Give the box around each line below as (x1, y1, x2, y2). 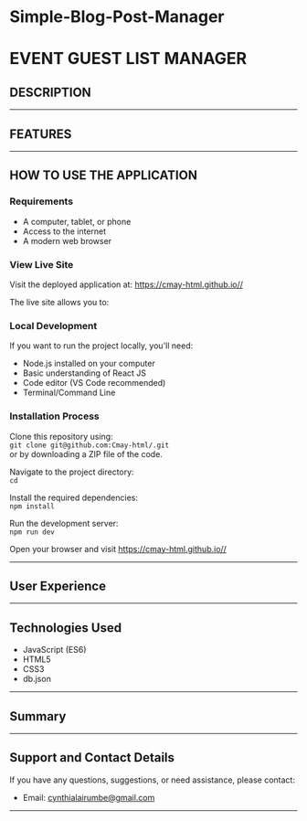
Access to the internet (22, 226, 107, 237)
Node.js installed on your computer (22, 358, 155, 369)
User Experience (9, 578, 107, 593)
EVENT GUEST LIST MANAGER (9, 48, 248, 69)
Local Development (9, 319, 98, 332)
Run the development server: (9, 517, 119, 528)
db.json (22, 674, 52, 685)
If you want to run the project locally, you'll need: (9, 340, 194, 351)
